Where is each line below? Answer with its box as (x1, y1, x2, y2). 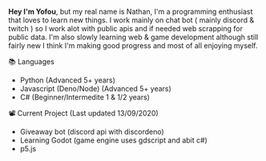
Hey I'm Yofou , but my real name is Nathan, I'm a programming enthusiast (8, 7, 253, 16)
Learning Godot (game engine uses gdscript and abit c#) (19, 135, 208, 145)
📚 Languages (8, 57, 54, 66)
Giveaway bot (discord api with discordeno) (19, 127, 164, 136)
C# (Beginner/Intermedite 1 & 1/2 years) (19, 92, 151, 102)
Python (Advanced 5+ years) (19, 75, 116, 85)
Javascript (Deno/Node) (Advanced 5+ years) (19, 84, 172, 93)
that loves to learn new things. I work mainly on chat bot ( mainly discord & (8, 15, 255, 25)
